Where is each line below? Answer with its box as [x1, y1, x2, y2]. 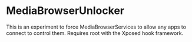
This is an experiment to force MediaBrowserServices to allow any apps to [6, 23, 187, 30]
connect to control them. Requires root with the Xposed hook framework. [6, 29, 184, 36]
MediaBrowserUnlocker [6, 4, 125, 17]
